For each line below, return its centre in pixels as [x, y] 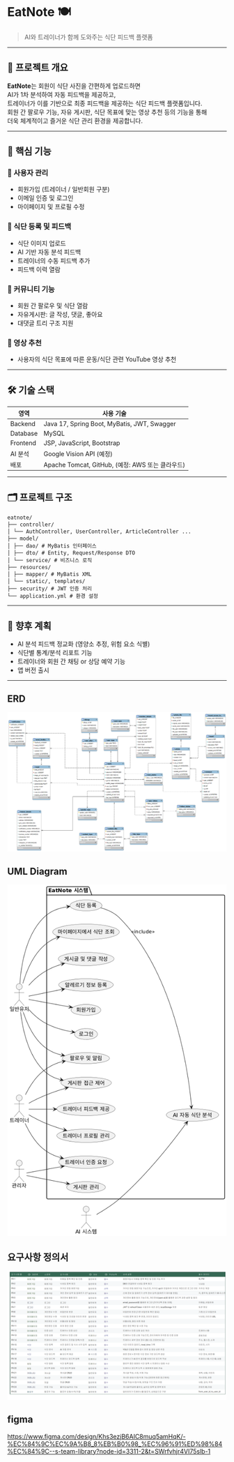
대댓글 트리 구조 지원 [45, 323]
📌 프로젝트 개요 [38, 68]
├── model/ [23, 539]
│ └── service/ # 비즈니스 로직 [50, 561]
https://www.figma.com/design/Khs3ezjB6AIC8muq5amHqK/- [96, 1436]
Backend [23, 423]
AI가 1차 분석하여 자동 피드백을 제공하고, [62, 94]
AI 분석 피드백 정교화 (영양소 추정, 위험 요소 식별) [84, 644]
